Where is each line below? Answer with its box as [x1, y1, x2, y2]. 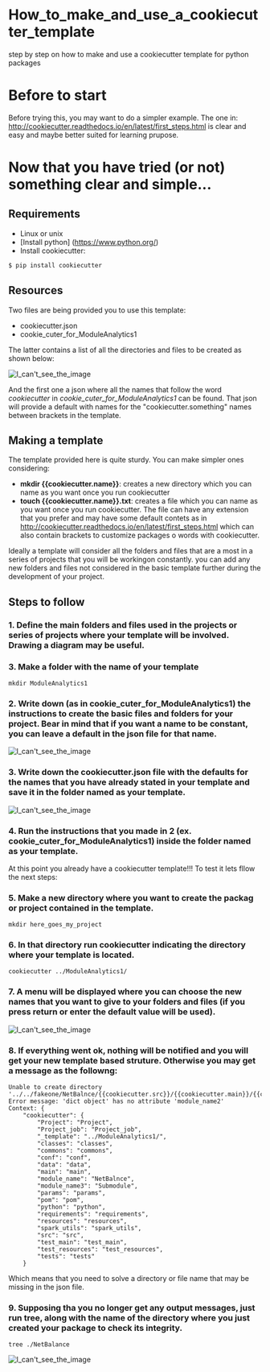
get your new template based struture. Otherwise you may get [8, 1055, 256, 1066]
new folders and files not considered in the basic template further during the [8, 563, 261, 573]
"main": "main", [37, 1168, 92, 1176]
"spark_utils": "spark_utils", [37, 1225, 142, 1233]
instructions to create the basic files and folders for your [8, 707, 234, 719]
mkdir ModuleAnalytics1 [8, 679, 88, 687]
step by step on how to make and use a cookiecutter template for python [8, 49, 249, 59]
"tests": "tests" [37, 1253, 95, 1261]
